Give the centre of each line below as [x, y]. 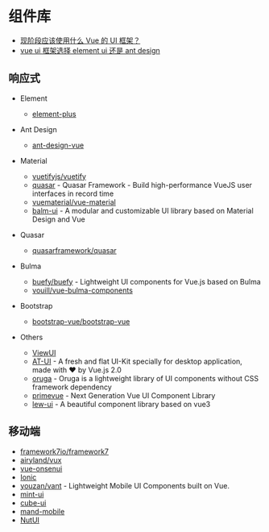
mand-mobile [42, 511]
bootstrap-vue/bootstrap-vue [81, 321]
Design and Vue [59, 219]
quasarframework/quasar [74, 250]
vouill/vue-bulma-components [82, 290]
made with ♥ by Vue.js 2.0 [77, 370]
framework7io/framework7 [64, 451]
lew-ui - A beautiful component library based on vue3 [121, 404]
